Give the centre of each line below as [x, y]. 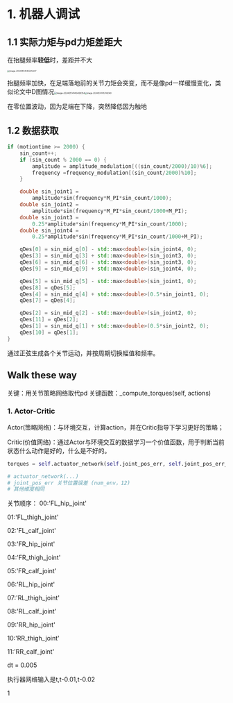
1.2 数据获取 [33, 130]
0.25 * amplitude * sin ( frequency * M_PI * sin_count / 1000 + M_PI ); [118, 237]
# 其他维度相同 [26, 489]
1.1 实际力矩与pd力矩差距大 [65, 42]
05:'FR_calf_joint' [32, 571]
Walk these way [42, 375]
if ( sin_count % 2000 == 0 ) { [63, 160]
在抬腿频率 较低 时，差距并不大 [50, 60]
